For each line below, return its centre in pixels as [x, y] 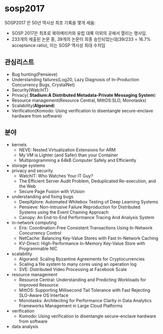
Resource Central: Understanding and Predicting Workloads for [82, 280]
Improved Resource [39, 285]
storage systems [28, 165]
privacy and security [32, 170]
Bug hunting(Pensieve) [35, 74]
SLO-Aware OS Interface [44, 295]
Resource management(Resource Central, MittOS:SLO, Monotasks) [79, 100]
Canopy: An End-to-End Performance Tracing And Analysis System [87, 217]
